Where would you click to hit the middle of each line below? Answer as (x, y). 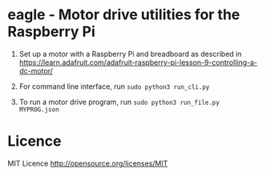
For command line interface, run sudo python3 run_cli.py (114, 86)
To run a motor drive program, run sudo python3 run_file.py (119, 102)
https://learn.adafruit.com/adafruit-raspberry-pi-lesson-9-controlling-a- (138, 62)
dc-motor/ (36, 70)
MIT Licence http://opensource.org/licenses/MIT (88, 163)
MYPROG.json (39, 110)
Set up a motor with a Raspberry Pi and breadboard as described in (130, 54)
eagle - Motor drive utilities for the (124, 15)
